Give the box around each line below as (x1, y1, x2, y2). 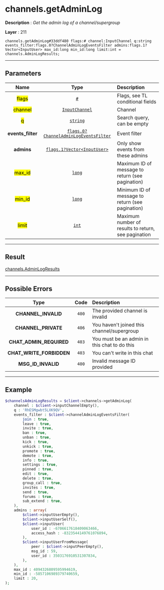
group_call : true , (22, 480, 62, 485)
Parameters (5, 70, 41, 78)
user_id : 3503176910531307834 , (31, 553, 97, 558)
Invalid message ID (92, 357, 136, 364)
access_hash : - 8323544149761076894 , (31, 530, 108, 536)
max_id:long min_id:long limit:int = (44, 47, 121, 52)
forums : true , (22, 494, 54, 499)
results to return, (117, 225, 155, 232)
